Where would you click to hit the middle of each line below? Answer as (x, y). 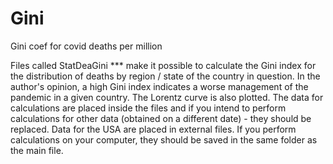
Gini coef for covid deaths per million (86, 46)
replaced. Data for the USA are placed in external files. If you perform (153, 129)
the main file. (37, 150)
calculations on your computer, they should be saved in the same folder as (164, 139)
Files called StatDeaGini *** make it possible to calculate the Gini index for (163, 65)
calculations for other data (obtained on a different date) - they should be (161, 118)
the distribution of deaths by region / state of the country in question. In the (165, 76)
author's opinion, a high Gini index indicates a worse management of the (159, 86)
